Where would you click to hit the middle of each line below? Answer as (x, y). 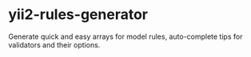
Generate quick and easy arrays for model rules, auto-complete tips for (125, 36)
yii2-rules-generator (78, 15)
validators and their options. (54, 44)
